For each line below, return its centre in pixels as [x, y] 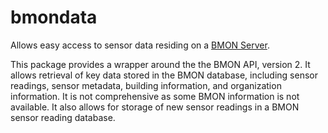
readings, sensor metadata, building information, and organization [146, 85]
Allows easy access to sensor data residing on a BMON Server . [140, 45]
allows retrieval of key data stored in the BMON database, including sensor [164, 75]
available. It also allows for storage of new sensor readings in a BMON [155, 107]
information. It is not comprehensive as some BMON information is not [155, 96]
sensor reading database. [63, 117]
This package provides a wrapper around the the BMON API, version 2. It [160, 64]
